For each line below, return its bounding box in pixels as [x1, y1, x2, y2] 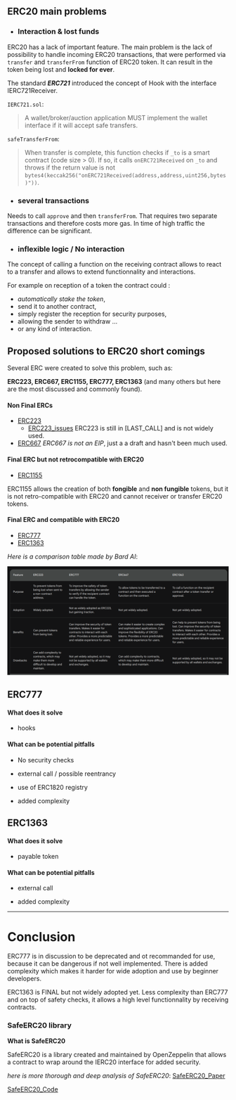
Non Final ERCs [7, 401, 53, 409]
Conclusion [7, 928, 76, 945]
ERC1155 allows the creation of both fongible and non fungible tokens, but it [7, 485, 229, 493]
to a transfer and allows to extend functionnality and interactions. [7, 267, 196, 276]
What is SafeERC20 [7, 1037, 65, 1045]
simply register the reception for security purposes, [17, 309, 167, 319]
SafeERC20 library [7, 1021, 72, 1030]
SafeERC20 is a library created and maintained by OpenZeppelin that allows [7, 1050, 227, 1059]
